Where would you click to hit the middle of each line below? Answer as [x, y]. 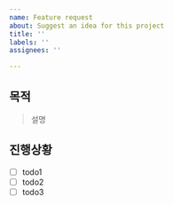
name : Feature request [51, 17]
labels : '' [29, 42]
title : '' [28, 34]
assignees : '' [35, 51]
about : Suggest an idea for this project [87, 26]
